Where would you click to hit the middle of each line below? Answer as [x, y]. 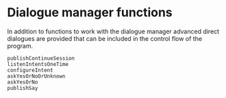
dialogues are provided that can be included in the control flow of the [105, 38]
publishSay [23, 88]
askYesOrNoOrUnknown [37, 76]
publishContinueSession [41, 58]
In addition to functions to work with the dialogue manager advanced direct [113, 31]
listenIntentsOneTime [38, 64]
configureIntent [30, 70]
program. [20, 46]
